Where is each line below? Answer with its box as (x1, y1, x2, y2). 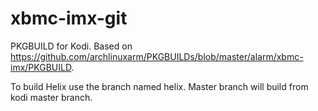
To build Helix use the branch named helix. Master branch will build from (10, 80, 309, 92)
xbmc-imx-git (10, 7, 128, 30)
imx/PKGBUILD (10, 61, 72, 73)
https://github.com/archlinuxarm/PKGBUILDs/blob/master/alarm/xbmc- (10, 50, 304, 62)
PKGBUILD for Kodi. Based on (10, 40, 133, 52)
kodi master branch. (10, 91, 93, 103)
